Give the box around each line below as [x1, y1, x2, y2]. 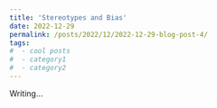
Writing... [9, 87, 43, 99]
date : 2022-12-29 [9, 22, 75, 31]
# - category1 [9, 55, 67, 64]
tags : [9, 38, 30, 48]
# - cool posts [9, 47, 71, 56]
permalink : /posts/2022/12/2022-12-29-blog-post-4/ [9, 30, 208, 39]
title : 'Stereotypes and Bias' [9, 13, 127, 22]
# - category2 [9, 64, 67, 73]
